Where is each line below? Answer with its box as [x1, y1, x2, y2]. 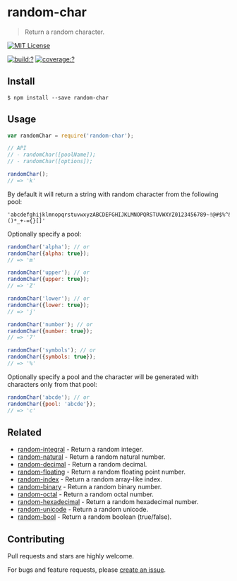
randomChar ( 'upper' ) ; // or [7, 269, 90, 276]
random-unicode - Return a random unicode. [17, 505, 149, 514]
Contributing [7, 533, 65, 545]
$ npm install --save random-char [7, 94, 109, 101]
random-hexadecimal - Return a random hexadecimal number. [17, 498, 199, 506]
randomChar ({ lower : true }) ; [7, 301, 90, 309]
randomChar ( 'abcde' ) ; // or [7, 393, 90, 401]
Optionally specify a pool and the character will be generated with [7, 372, 199, 381]
